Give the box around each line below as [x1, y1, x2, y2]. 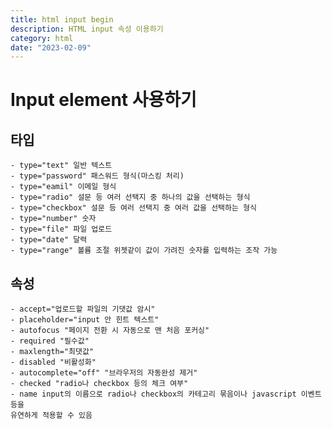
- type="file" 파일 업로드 [10, 224, 113, 235]
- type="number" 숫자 [10, 214, 97, 224]
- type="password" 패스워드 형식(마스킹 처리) [10, 171, 185, 181]
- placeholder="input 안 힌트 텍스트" [10, 315, 160, 325]
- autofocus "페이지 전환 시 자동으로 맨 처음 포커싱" [10, 326, 210, 336]
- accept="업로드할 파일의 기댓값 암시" [10, 304, 156, 315]
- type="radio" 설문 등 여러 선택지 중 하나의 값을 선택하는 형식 [10, 192, 251, 203]
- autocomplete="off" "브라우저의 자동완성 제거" [10, 368, 198, 378]
